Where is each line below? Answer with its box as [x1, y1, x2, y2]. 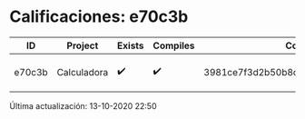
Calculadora [56, 65, 109, 78]
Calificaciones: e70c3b [9, 6, 189, 27]
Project [66, 39, 99, 52]
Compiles [152, 39, 195, 52]
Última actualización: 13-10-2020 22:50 [9, 100, 157, 111]
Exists [116, 39, 144, 52]
